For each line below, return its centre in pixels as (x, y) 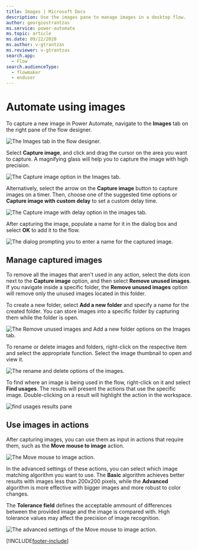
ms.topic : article (29, 34)
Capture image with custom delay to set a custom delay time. (82, 201)
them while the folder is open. (42, 317)
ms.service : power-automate (41, 28)
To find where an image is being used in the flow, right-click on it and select (98, 382)
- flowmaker (26, 72)
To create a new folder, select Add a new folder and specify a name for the (98, 305)
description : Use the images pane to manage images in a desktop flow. (96, 17)
